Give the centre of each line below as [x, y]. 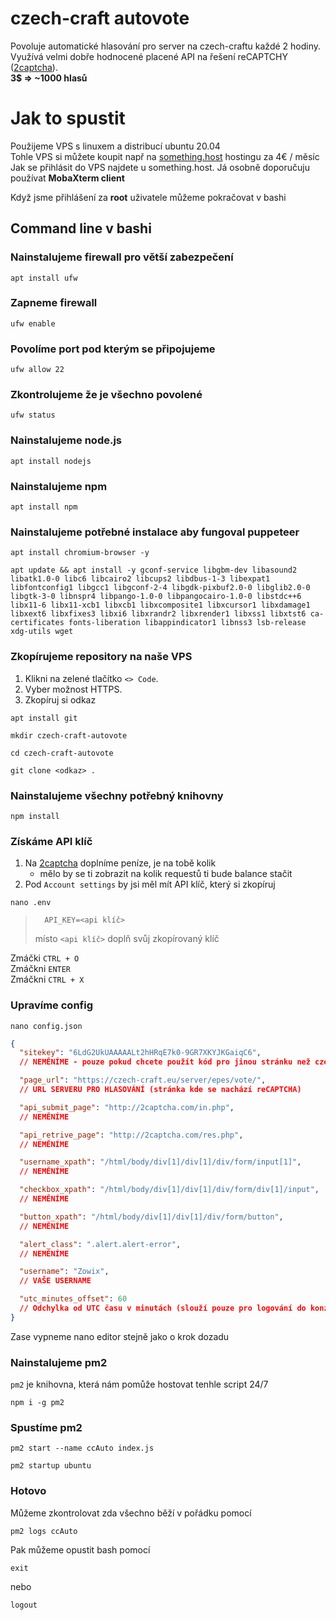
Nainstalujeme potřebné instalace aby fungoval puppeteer [155, 532]
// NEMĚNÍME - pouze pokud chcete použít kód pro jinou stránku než [165, 1062]
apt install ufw [44, 278]
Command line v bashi [81, 228]
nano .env [31, 903]
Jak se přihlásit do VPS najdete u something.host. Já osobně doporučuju [160, 167]
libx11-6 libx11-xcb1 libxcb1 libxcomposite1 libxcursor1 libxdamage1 [160, 605]
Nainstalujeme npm [59, 486]
